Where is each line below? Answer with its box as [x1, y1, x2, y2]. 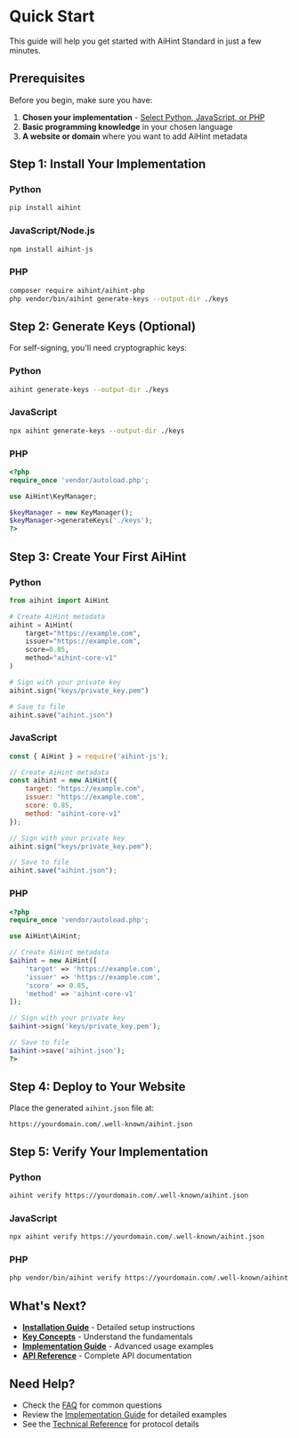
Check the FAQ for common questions [21, 1400, 163, 1410]
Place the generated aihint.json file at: [9, 1102, 154, 1114]
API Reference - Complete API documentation [21, 1351, 192, 1361]
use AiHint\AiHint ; [9, 932, 82, 941]
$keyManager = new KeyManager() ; [9, 508, 133, 517]
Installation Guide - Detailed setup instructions [21, 1322, 196, 1333]
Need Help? [9, 1376, 76, 1391]
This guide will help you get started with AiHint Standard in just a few [9, 36, 263, 46]
